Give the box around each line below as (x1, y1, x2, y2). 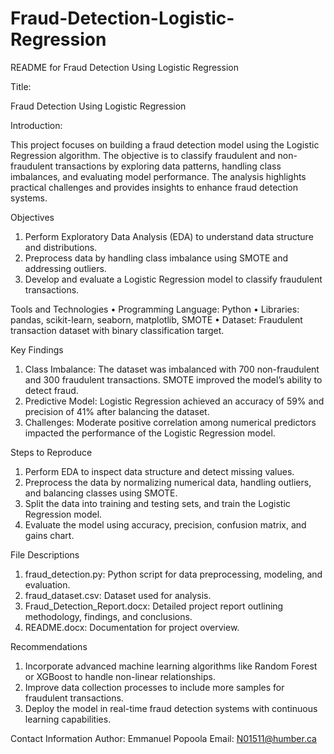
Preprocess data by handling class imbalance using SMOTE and (24, 252, 289, 264)
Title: (10, 80, 32, 92)
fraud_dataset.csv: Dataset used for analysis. (24, 589, 212, 601)
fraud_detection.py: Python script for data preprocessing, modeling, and (24, 568, 323, 580)
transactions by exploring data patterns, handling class (54, 160, 282, 172)
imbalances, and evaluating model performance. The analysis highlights (10, 170, 307, 182)
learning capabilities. (24, 713, 112, 725)
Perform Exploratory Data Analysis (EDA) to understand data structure (24, 230, 314, 242)
